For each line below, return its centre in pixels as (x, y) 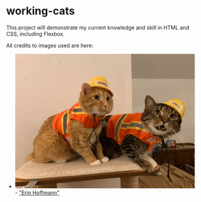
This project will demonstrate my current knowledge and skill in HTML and (98, 27)
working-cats (41, 11)
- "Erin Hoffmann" (37, 193)
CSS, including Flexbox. (35, 33)
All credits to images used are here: (50, 45)
